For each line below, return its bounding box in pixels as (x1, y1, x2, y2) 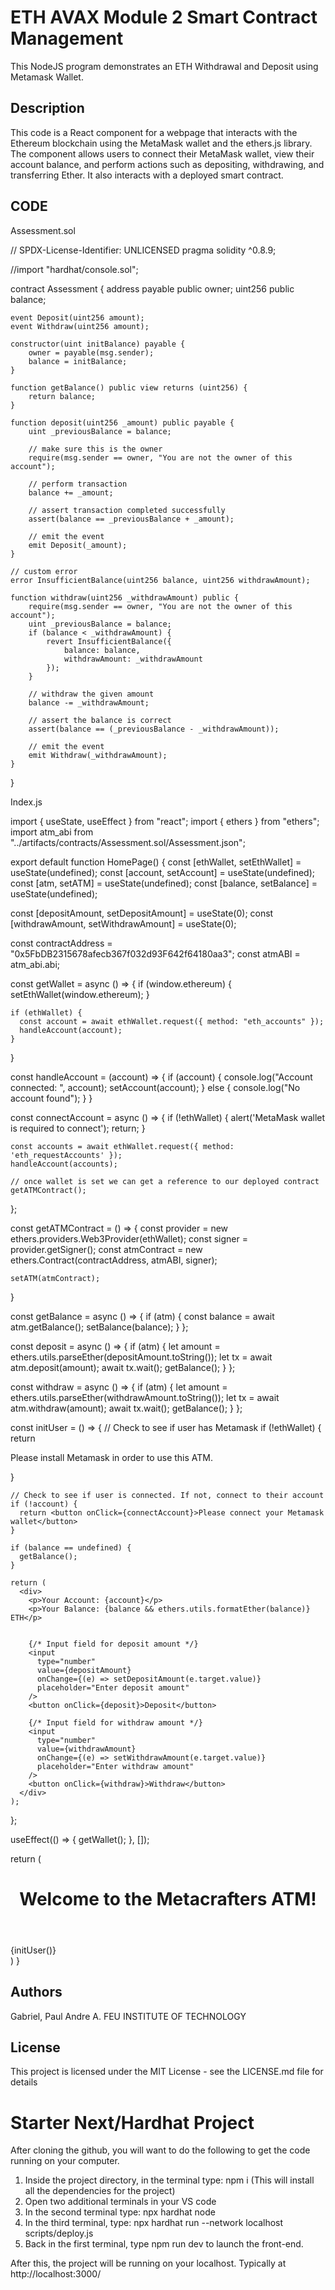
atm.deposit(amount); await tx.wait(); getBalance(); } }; (10, 1361, 236, 1373)
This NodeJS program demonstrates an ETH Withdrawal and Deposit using (10, 60, 319, 72)
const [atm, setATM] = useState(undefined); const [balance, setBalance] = (10, 877, 318, 889)
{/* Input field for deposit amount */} (28, 1639, 199, 1649)
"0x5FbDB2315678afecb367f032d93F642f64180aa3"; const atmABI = (10, 947, 301, 960)
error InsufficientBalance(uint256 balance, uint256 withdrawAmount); (10, 575, 311, 585)
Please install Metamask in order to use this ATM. (10, 1451, 213, 1463)
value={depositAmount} (36, 1665, 132, 1675)
